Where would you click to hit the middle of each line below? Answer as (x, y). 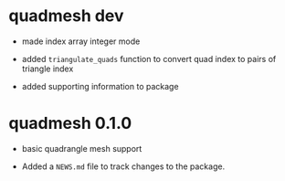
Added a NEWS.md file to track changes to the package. (123, 166)
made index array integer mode (81, 41)
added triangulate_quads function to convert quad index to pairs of (149, 59)
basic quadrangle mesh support (82, 148)
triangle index (47, 69)
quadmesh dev (66, 16)
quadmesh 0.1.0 (70, 123)
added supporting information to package (100, 86)
